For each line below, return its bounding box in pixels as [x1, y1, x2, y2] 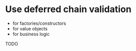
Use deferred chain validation [5, 4, 132, 15]
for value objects [12, 25, 48, 31]
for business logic [12, 31, 50, 37]
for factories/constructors [12, 20, 66, 26]
